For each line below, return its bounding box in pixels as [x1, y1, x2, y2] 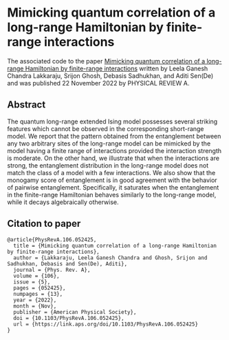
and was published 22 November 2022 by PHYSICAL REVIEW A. [7, 79, 190, 87]
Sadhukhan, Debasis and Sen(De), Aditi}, [7, 260, 128, 267]
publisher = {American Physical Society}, [13, 308, 137, 315]
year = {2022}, [13, 297, 57, 303]
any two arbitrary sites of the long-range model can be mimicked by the [7, 139, 211, 148]
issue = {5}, [13, 278, 51, 286]
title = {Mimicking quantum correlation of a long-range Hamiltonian [13, 242, 217, 249]
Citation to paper [7, 218, 81, 230]
